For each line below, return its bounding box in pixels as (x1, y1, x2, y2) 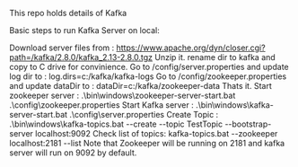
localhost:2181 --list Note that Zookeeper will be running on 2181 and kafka (9, 138, 285, 148)
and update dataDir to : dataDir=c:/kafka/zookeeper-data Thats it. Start (9, 81, 272, 91)
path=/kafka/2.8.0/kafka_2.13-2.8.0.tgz (9, 52, 153, 62)
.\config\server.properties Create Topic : (69, 110, 219, 119)
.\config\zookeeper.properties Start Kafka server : (9, 100, 195, 110)
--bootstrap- (223, 119, 272, 129)
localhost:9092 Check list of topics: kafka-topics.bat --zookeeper (35, 128, 278, 138)
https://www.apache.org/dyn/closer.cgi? (116, 42, 267, 53)
